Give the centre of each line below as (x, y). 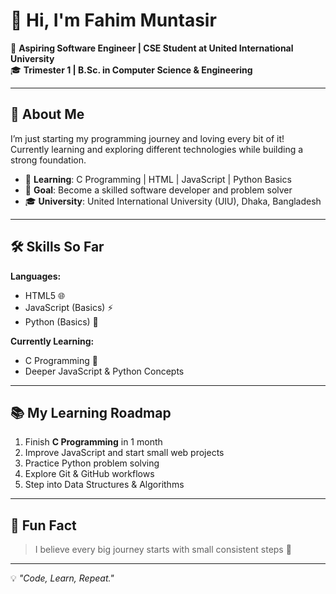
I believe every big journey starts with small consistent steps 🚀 (163, 550)
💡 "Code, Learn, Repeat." (62, 578)
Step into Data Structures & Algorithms (104, 485)
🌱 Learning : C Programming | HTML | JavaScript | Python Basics (158, 179)
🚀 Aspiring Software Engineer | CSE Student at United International (152, 48)
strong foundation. (48, 160)
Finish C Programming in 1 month (93, 442)
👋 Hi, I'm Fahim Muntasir (113, 20)
